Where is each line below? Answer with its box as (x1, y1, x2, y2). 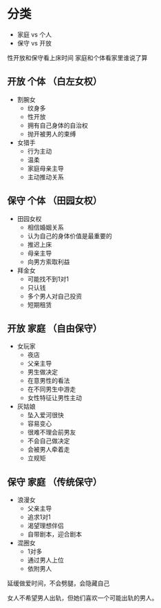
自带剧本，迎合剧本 (27, 530, 83, 538)
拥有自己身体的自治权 (27, 121, 88, 129)
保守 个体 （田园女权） (7, 195, 102, 207)
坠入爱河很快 (27, 411, 64, 419)
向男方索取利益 (27, 258, 70, 266)
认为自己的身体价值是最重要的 (27, 231, 112, 240)
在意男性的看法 (27, 377, 70, 385)
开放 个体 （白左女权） (7, 76, 102, 87)
